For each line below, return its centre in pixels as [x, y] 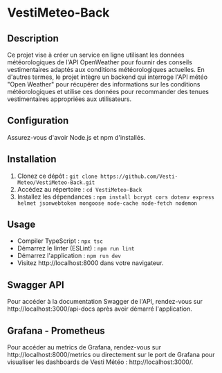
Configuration [38, 121]
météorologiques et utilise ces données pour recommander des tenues [108, 92]
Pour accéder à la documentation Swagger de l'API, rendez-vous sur [105, 302]
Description [33, 38]
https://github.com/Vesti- [139, 176]
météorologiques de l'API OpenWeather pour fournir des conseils [100, 62]
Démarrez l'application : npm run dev [69, 256]
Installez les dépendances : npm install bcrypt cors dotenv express [115, 197]
